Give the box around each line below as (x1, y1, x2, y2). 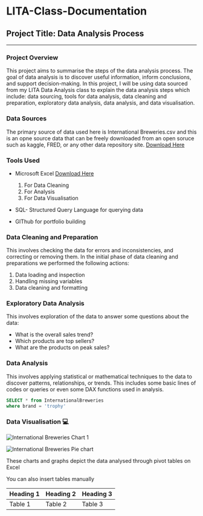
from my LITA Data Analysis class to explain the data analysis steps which (6, 87, 190, 94)
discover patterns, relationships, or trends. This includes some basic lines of (6, 379, 196, 387)
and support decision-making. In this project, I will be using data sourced (6, 80, 188, 87)
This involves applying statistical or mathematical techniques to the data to (6, 373, 192, 380)
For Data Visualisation (24, 194, 79, 201)
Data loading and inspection (14, 271, 85, 279)
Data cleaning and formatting (14, 284, 88, 292)
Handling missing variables (14, 278, 83, 285)
